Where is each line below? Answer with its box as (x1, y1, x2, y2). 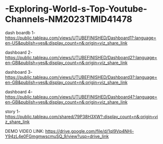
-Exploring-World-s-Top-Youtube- (5, 3, 147, 15)
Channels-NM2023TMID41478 (5, 14, 132, 25)
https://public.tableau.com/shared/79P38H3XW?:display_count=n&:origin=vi (5, 113, 158, 119)
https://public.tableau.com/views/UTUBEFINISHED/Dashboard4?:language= (5, 94, 158, 100)
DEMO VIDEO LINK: (5, 128, 45, 134)
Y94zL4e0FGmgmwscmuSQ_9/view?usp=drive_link (5, 133, 109, 139)
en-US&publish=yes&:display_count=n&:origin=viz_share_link (5, 40, 128, 46)
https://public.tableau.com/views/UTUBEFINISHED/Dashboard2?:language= (5, 54, 157, 60)
